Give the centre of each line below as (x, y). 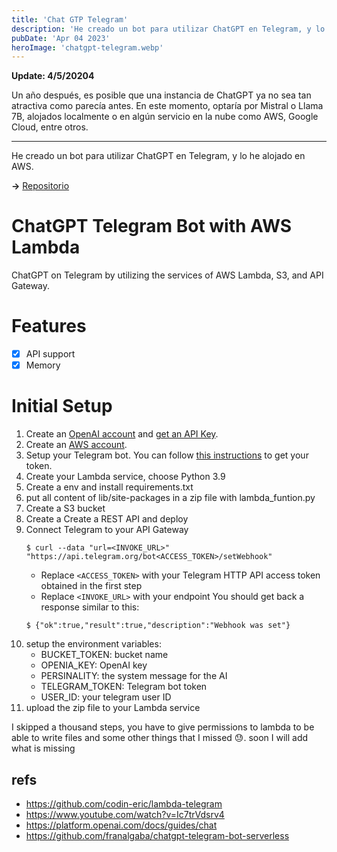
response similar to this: (90, 607)
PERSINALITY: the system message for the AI (134, 676)
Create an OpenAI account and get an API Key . (122, 434)
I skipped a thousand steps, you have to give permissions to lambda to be (163, 727)
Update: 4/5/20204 (53, 76)
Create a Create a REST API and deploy (107, 519)
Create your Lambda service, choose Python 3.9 (125, 477)
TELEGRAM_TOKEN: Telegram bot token (124, 687)
